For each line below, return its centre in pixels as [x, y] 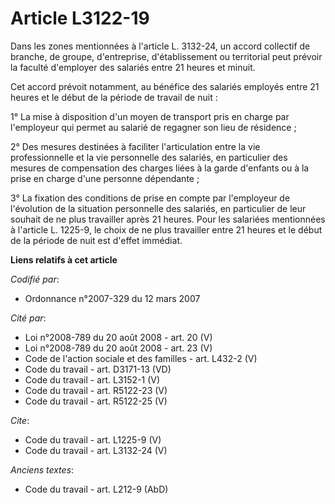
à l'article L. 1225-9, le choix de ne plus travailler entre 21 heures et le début [166, 229]
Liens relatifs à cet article [64, 259]
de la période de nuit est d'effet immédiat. [96, 240]
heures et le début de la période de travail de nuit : [114, 97]
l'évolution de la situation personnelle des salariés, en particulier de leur [158, 208]
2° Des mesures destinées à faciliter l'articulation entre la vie [135, 146]
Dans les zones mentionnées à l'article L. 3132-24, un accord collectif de [160, 46]
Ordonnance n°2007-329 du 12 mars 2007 [112, 298]
